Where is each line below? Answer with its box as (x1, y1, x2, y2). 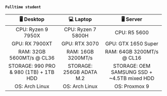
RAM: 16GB (66, 48, 94, 55)
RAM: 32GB (18, 48, 46, 55)
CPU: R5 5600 (114, 29, 149, 36)
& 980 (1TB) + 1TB (9, 69, 55, 75)
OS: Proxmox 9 (114, 83, 150, 90)
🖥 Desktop (19, 16, 45, 22)
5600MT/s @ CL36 (9, 54, 55, 61)
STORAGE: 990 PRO (8, 62, 56, 69)
